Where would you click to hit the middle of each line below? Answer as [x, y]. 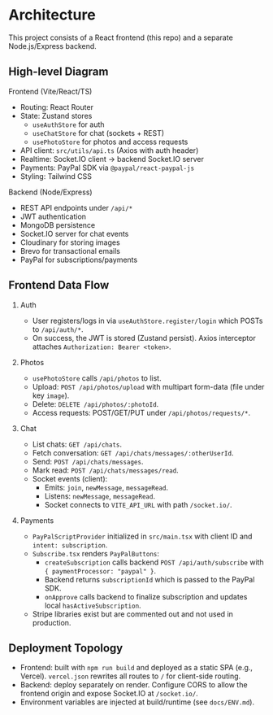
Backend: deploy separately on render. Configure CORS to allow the [134, 685]
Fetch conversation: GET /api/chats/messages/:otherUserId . [133, 452]
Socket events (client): [70, 478]
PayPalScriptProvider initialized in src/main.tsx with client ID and [142, 536]
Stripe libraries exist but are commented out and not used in [133, 614]
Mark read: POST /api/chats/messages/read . [105, 470]
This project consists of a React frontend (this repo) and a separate [121, 37]
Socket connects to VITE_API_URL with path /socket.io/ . [139, 504]
